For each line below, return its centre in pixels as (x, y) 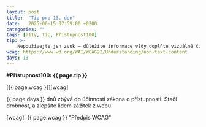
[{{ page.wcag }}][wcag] (37, 87)
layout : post (23, 12)
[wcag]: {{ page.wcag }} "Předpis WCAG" (59, 117)
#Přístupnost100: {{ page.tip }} (47, 75)
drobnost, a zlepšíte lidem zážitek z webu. (59, 106)
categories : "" (26, 29)
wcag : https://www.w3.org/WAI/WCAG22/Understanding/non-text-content (97, 52)
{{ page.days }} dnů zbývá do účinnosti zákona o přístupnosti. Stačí (92, 99)
